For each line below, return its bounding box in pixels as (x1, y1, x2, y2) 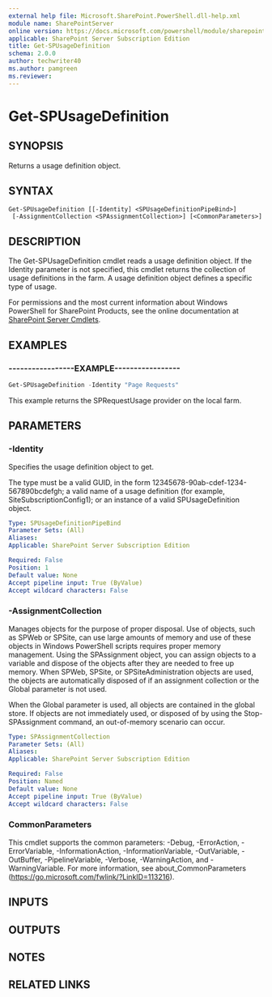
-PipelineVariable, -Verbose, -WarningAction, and (44, 854, 209, 864)
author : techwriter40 (8, 58, 82, 66)
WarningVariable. (8, 863, 66, 873)
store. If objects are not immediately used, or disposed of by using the (8, 708, 243, 718)
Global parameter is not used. (8, 684, 108, 693)
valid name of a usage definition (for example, (71, 486, 225, 496)
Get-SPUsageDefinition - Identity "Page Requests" (8, 381, 180, 389)
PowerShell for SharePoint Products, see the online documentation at (8, 306, 239, 316)
